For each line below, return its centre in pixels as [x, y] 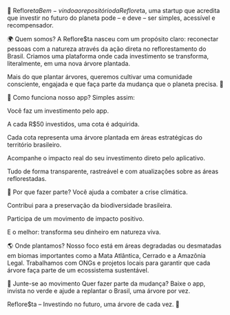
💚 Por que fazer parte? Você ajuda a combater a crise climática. [97, 192]
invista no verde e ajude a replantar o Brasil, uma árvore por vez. [99, 291]
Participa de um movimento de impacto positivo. [76, 219]
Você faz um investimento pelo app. [58, 111]
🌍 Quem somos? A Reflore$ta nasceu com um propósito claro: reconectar [113, 39]
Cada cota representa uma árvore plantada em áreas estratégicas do [105, 137]
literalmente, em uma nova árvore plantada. [69, 63]
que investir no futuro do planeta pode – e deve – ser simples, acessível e [111, 18]
